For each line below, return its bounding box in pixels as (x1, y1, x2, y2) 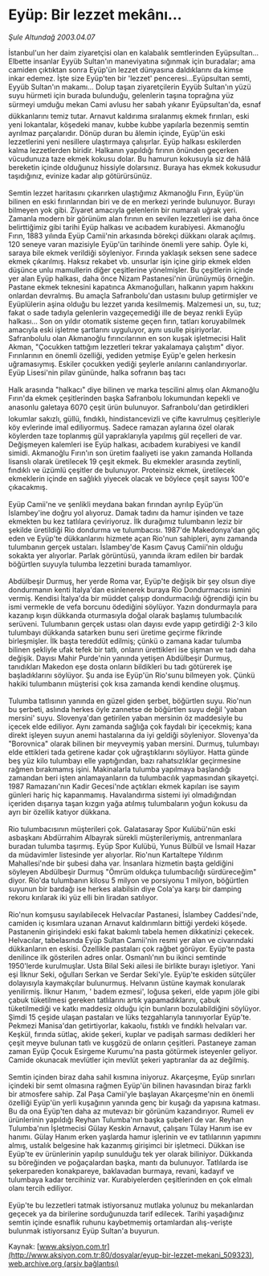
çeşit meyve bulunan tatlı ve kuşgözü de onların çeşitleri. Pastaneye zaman (8, 1038, 257, 1048)
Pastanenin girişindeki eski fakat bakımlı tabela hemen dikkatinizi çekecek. (8, 927, 255, 936)
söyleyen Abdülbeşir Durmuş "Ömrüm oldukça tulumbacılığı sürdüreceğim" (8, 866, 257, 876)
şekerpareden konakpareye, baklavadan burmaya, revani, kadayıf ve (8, 1166, 234, 1175)
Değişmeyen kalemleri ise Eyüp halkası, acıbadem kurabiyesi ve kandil (8, 439, 241, 449)
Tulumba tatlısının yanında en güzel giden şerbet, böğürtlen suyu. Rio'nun (8, 696, 251, 706)
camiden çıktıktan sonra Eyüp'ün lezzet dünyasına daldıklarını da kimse (8, 64, 243, 74)
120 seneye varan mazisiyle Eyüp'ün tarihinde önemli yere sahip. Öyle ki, (8, 239, 249, 249)
